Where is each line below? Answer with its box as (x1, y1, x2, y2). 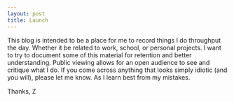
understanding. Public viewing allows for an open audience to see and (7, 58, 210, 66)
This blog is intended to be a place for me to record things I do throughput (7, 36, 221, 44)
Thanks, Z (7, 87, 36, 95)
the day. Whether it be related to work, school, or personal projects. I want (7, 43, 222, 52)
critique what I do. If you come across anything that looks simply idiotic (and (7, 66, 228, 74)
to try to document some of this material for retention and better (7, 50, 192, 59)
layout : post (7, 10, 46, 17)
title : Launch (7, 17, 49, 24)
